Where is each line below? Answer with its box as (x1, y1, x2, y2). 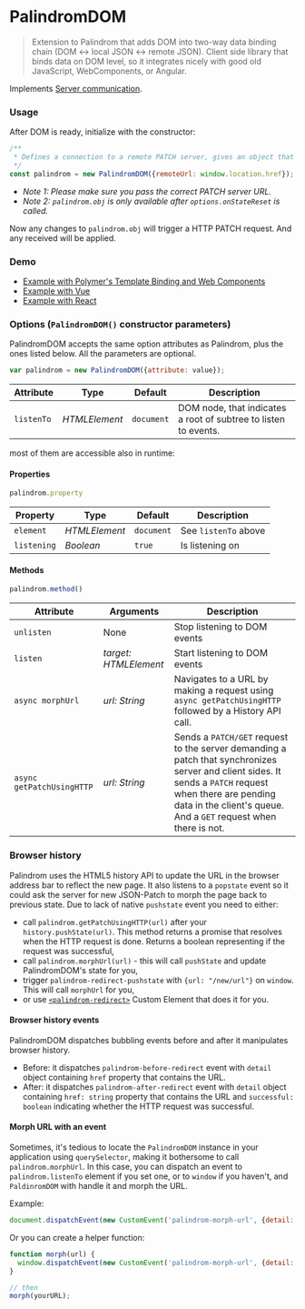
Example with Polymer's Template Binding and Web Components (22, 276, 266, 287)
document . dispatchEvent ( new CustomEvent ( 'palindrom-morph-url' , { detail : (9, 1216, 295, 1225)
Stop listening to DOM (173, 620, 268, 633)
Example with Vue (22, 286, 91, 297)
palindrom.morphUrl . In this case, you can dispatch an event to (9, 1162, 243, 1173)
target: (103, 647, 132, 660)
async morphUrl (14, 696, 80, 706)
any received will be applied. (9, 232, 116, 243)
